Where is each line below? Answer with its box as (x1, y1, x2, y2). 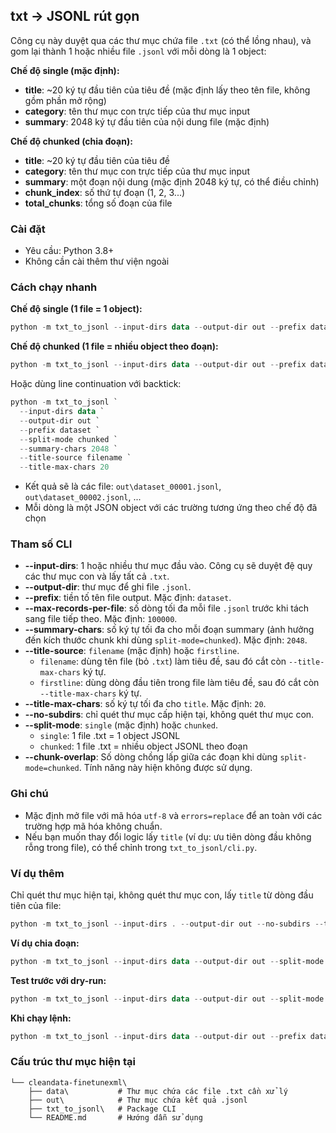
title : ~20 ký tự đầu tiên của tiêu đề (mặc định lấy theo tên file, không (24, 84, 311, 96)
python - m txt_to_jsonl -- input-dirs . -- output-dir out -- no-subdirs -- (10, 919, 325, 929)
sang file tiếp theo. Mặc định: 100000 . (24, 613, 178, 625)
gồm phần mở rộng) (24, 94, 107, 106)
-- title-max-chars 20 (19, 462, 110, 473)
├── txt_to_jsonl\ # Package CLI (28, 1104, 177, 1114)
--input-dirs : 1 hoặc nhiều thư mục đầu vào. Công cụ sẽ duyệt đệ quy (24, 560, 313, 572)
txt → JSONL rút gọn (10, 8, 140, 25)
